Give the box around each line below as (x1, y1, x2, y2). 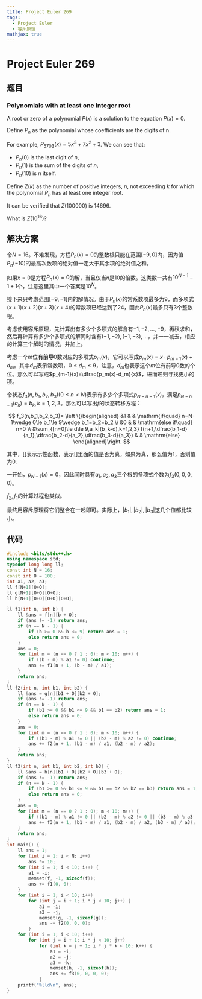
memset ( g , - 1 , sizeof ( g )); (38, 915, 107, 921)
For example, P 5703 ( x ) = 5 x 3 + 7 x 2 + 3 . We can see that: (7, 139, 145, 150)
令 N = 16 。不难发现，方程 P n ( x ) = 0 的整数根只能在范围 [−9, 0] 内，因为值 (7, 251, 184, 259)
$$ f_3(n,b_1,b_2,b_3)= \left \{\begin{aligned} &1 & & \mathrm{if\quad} (8, 413, 181, 420)
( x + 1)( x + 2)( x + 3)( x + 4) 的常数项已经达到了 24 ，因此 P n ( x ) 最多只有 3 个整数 (7, 304, 193, 312)
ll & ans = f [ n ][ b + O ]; (17, 612, 78, 618)
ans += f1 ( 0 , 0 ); (28, 881, 72, 887)
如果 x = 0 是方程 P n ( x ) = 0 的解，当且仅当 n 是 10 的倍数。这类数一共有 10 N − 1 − (7, 273, 194, 282)
